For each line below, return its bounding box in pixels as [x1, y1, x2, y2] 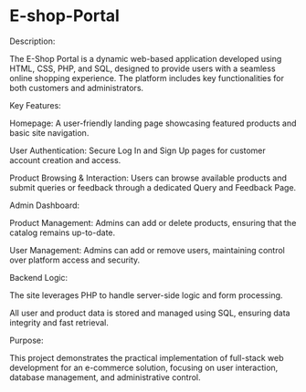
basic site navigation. [9, 127, 90, 138]
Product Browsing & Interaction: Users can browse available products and [9, 172, 288, 183]
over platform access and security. [9, 254, 141, 265]
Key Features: [9, 99, 61, 110]
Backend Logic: [9, 272, 69, 283]
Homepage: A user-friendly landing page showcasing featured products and [9, 118, 297, 129]
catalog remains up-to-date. [9, 227, 116, 238]
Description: [9, 36, 56, 46]
